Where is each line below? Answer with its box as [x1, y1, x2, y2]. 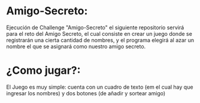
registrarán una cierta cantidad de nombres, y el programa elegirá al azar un [6, 36, 195, 43]
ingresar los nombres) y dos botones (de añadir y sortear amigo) [6, 89, 166, 96]
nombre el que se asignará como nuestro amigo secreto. [6, 43, 146, 50]
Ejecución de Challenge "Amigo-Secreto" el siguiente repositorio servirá [6, 24, 184, 31]
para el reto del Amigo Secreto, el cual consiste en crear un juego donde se [6, 30, 193, 37]
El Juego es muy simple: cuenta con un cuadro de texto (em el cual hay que [6, 83, 193, 90]
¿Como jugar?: [6, 64, 81, 77]
